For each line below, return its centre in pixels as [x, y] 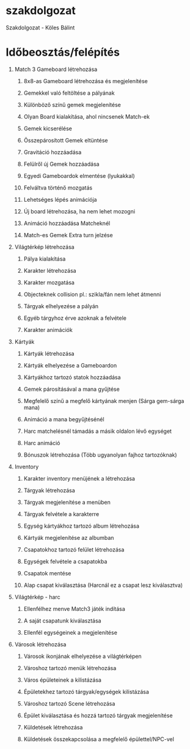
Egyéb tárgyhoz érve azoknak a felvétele [75, 318]
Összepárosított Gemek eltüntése [66, 140]
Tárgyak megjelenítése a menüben [67, 502]
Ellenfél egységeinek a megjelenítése [70, 632]
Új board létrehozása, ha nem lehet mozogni [79, 211]
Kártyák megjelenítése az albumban [69, 537]
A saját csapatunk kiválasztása [62, 621]
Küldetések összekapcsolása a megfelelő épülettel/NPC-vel [99, 739]
